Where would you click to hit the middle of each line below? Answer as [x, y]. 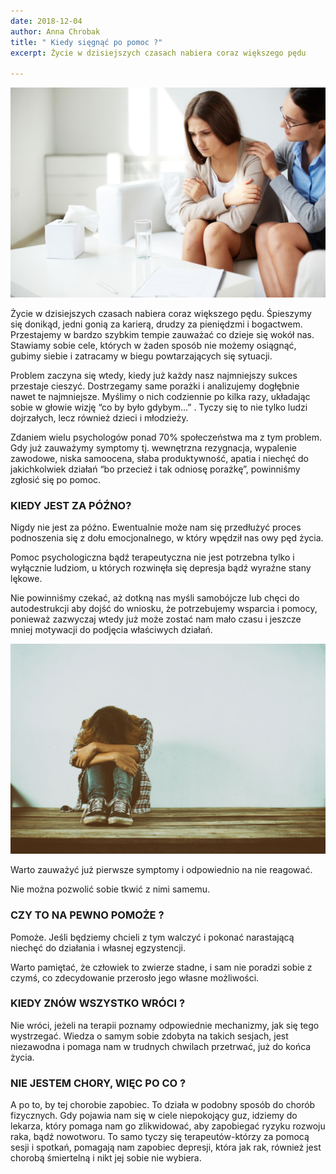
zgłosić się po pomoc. [56, 479]
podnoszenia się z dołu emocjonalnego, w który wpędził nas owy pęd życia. [167, 538]
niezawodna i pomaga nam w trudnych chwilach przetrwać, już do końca [161, 1046]
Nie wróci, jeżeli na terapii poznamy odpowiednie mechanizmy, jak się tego [165, 1025]
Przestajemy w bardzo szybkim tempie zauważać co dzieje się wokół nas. [162, 334]
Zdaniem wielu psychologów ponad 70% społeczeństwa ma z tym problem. [166, 437]
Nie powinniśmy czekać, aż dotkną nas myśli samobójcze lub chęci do [155, 598]
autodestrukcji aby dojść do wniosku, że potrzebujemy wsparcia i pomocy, [164, 609]
